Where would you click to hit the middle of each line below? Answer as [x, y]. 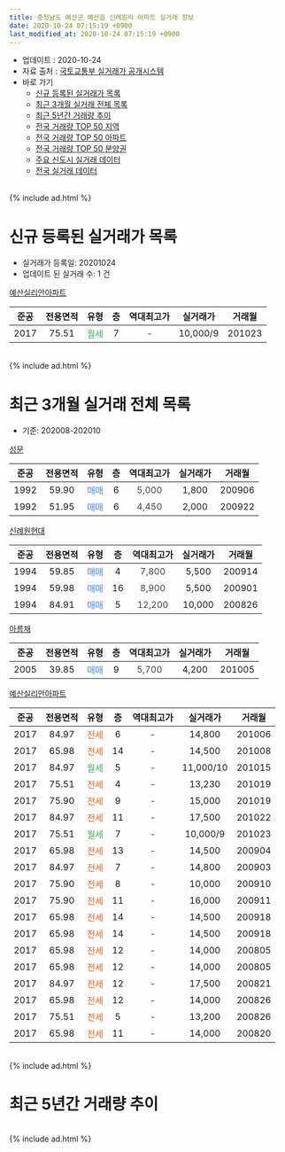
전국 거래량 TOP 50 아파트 [81, 137]
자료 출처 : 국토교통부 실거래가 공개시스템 [93, 71]
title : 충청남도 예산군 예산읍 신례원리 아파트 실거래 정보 [102, 17]
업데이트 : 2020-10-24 [62, 60]
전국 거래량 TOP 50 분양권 [81, 149]
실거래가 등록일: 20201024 [69, 263]
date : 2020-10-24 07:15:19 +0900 [71, 26]
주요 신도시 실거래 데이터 [78, 160]
